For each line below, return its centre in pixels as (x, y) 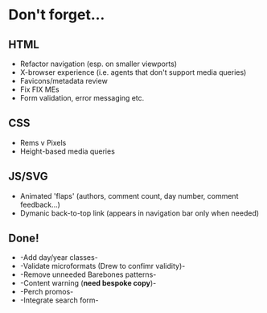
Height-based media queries (67, 151)
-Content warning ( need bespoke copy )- (88, 283)
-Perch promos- (47, 292)
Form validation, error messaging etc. (82, 98)
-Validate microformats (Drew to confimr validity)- (103, 266)
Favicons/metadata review (64, 81)
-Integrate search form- (59, 300)
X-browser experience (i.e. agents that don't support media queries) (133, 72)
